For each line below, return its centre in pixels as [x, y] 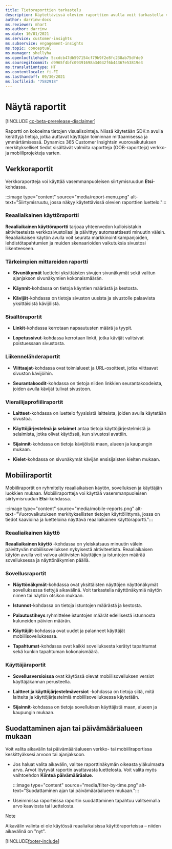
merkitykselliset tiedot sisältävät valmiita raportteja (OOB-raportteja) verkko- [86, 147]
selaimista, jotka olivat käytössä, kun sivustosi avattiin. [70, 434]
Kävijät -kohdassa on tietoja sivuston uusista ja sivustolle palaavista [84, 298]
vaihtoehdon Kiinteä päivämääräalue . [53, 775]
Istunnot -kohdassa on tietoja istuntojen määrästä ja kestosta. [77, 605]
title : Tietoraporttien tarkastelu [43, 10]
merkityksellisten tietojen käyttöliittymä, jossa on [109, 514]
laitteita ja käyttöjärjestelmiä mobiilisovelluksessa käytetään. [76, 697]
